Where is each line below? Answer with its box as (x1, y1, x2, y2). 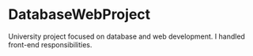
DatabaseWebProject (8, 6, 151, 24)
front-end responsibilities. (8, 39, 93, 49)
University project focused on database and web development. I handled (8, 32, 245, 41)
